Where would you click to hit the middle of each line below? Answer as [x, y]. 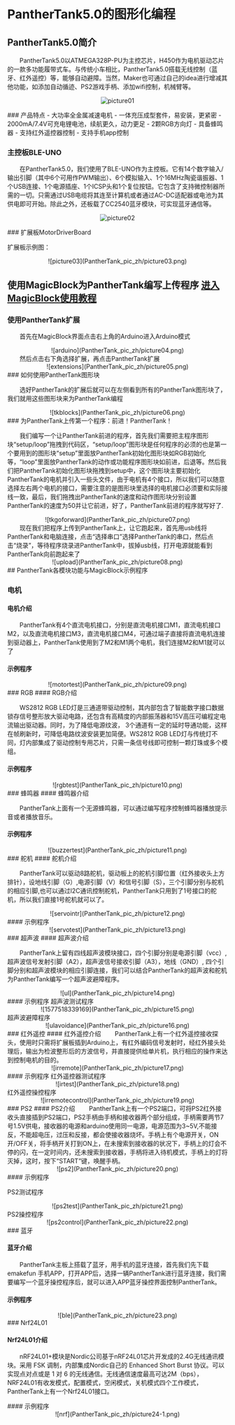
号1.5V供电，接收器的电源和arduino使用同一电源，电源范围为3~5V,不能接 [112, 1126]
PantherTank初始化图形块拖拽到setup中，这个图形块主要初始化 [110, 470]
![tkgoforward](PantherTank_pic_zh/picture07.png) [117, 519]
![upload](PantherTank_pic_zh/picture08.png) [117, 562]
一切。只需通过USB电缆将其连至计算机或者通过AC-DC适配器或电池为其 [121, 195]
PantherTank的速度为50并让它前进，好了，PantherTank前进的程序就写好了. [115, 505]
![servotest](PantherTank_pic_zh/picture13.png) [117, 929]
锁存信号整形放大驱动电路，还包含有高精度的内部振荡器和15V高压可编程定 [114, 716]
